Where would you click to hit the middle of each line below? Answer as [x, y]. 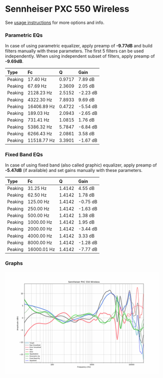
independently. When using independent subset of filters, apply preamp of [80, 56]
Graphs [14, 263]
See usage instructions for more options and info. [55, 22]
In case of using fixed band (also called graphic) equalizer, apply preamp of [81, 165]
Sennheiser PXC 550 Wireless [67, 9]
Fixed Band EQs [24, 154]
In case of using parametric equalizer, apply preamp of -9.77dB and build [79, 46]
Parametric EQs [24, 35]
